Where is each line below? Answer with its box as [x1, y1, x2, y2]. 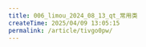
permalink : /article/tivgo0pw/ [8, 26, 113, 34]
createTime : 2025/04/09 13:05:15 [8, 19, 120, 27]
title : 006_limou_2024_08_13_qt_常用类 [8, 11, 138, 20]
